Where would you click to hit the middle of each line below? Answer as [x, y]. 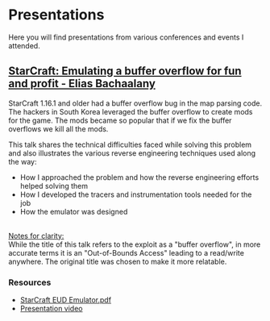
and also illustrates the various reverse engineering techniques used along [132, 153]
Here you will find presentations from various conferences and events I [126, 37]
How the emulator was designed [74, 211]
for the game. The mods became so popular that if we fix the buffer [120, 120]
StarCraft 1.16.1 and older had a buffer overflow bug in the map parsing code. [135, 103]
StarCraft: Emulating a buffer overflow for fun [125, 71]
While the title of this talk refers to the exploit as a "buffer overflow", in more [135, 244]
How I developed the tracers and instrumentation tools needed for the [136, 194]
